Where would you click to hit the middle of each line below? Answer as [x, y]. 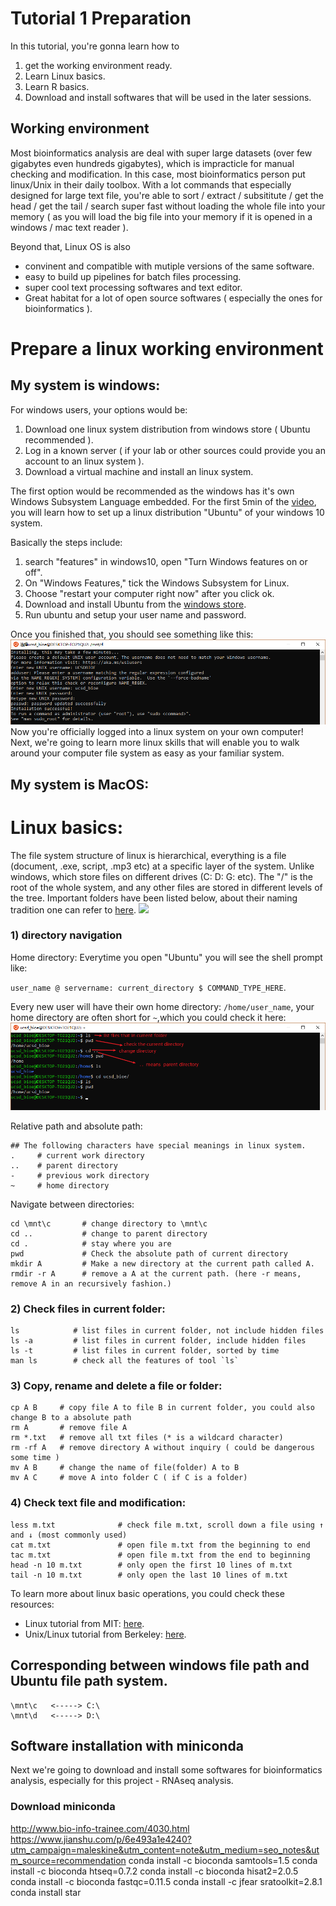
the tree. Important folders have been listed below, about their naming [154, 898]
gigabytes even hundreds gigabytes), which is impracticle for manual [152, 163]
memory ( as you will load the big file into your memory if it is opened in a [161, 216]
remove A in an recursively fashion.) [91, 1283]
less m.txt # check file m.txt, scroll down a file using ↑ [167, 1525]
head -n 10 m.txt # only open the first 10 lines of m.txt [151, 1565]
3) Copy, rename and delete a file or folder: [116, 1386]
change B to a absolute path [71, 1418]
